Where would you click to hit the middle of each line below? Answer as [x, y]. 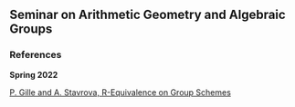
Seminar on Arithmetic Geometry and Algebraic [147, 15]
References [36, 55]
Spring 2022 [34, 74]
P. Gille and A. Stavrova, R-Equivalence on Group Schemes [120, 92]
